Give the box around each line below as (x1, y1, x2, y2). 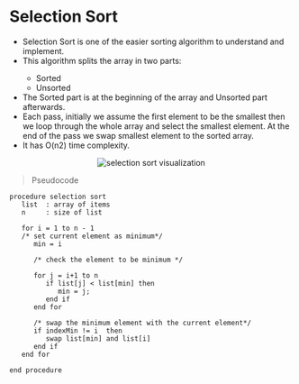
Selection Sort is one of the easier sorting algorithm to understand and (22, 36, 285, 47)
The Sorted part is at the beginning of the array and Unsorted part (22, 92, 268, 103)
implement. (22, 45, 65, 56)
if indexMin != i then (32, 326, 123, 335)
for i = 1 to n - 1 (21, 224, 95, 233)
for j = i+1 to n (32, 270, 99, 280)
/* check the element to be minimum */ (32, 255, 183, 264)
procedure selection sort (9, 192, 106, 201)
